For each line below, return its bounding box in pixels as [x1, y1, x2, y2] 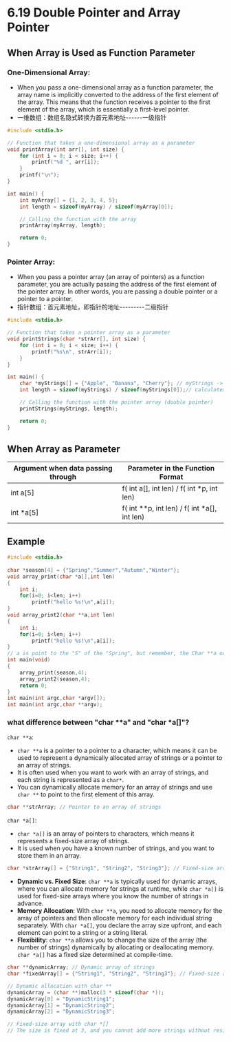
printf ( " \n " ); [19, 172, 60, 178]
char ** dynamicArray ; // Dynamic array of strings [7, 964, 155, 971]
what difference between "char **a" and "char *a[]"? [7, 718, 190, 728]
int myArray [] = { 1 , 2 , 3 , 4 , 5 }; [19, 196, 118, 204]
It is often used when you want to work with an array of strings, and [16, 768, 209, 776]
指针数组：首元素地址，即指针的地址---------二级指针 [16, 303, 169, 311]
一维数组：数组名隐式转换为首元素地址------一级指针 [16, 113, 167, 121]
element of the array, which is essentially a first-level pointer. [16, 105, 190, 113]
